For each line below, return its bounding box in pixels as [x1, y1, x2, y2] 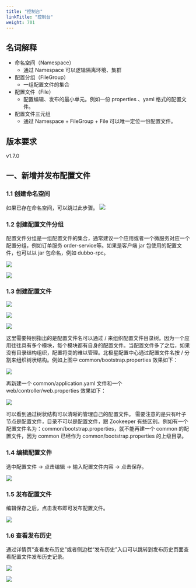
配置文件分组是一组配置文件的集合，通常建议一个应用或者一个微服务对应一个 [6, 235, 190, 242]
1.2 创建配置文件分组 [6, 220, 64, 228]
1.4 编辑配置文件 [6, 449, 52, 457]
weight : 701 [6, 19, 35, 25]
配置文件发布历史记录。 [10, 553, 68, 561]
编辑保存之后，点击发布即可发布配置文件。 [6, 504, 108, 511]
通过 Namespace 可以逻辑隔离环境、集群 [23, 67, 122, 74]
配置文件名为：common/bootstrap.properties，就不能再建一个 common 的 [6, 425, 184, 432]
